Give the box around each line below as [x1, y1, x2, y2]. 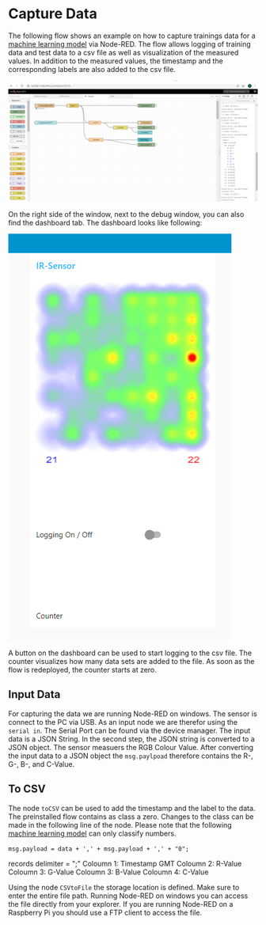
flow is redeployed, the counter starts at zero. [8, 665, 157, 675]
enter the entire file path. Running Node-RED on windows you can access [8, 891, 249, 900]
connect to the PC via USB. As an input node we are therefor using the [8, 717, 238, 726]
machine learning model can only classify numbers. [8, 828, 177, 838]
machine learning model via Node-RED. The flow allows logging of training [8, 39, 251, 48]
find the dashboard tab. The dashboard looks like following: [8, 218, 203, 228]
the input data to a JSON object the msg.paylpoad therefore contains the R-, [8, 751, 253, 760]
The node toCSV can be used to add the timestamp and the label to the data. [8, 803, 256, 813]
